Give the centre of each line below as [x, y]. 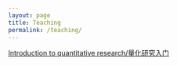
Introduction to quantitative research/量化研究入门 [89, 53]
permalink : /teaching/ [45, 30]
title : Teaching [34, 23]
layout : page [29, 15]
